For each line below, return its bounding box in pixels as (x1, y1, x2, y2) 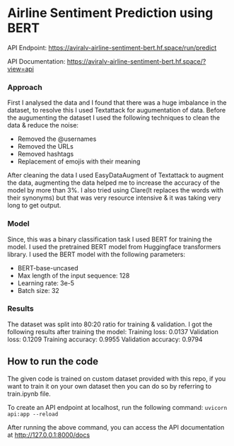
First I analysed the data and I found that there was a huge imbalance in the (7, 98, 227, 107)
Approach (7, 82, 42, 92)
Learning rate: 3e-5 (17, 278, 75, 287)
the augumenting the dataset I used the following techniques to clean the (7, 113, 221, 122)
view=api (7, 64, 34, 73)
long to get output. (7, 201, 62, 210)
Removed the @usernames (17, 135, 97, 143)
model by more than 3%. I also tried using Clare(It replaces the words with (7, 186, 224, 195)
